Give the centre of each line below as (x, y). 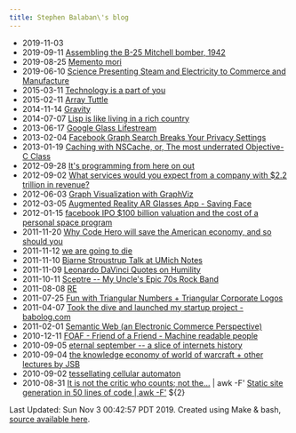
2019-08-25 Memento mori (72, 61)
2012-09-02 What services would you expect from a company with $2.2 (154, 175)
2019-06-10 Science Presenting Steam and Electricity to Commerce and (154, 71)
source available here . (50, 419)
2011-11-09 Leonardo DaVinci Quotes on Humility (112, 269)
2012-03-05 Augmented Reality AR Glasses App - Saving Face (136, 203)
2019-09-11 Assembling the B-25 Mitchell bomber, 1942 (124, 52)
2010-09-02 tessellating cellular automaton (101, 373)
